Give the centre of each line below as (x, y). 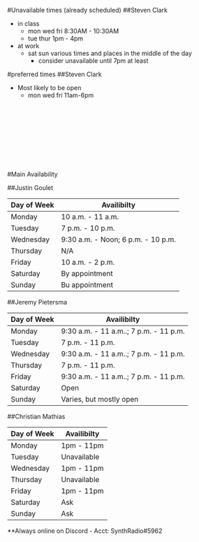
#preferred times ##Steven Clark (55, 74)
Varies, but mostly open (100, 399)
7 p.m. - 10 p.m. (88, 228)
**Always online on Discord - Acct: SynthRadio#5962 (85, 531)
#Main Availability (32, 174)
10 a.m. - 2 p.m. (88, 262)
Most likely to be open (49, 88)
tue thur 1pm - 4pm (56, 38)
